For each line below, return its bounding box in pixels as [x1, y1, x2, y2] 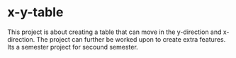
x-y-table [7, 4, 64, 21]
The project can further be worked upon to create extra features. [36, 35, 226, 43]
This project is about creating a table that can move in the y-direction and [7, 28, 222, 36]
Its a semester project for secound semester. [7, 42, 138, 51]
